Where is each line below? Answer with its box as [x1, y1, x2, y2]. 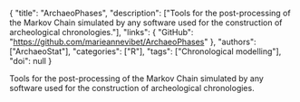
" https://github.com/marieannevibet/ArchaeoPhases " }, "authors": [9, 36, 256, 47]
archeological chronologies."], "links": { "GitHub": [9, 27, 194, 37]
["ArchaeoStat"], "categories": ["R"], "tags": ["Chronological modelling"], [9, 46, 282, 57]
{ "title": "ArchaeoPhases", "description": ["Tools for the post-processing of [9, 8, 292, 18]
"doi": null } [9, 56, 53, 66]
